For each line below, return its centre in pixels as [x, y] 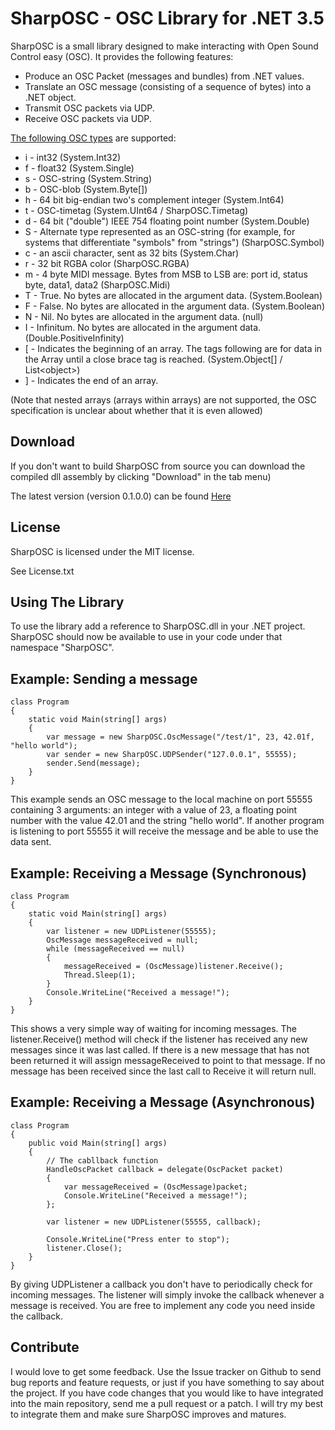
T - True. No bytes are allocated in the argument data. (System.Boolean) [173, 295]
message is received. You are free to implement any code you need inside [163, 1305]
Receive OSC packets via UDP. [88, 118]
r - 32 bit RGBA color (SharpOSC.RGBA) [107, 263]
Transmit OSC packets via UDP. [89, 108]
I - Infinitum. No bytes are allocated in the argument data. [143, 327]
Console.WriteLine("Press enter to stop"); [138, 1239]
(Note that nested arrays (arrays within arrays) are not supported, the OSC [163, 399]
